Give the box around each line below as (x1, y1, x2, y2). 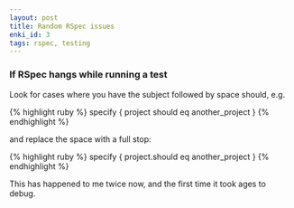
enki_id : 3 (9, 30, 51, 39)
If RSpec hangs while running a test (9, 69, 168, 81)
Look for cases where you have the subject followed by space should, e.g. (9, 89, 286, 99)
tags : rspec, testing (9, 38, 91, 48)
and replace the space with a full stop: (9, 133, 152, 145)
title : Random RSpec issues (9, 22, 115, 31)
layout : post (9, 13, 59, 23)
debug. (9, 187, 36, 199)
